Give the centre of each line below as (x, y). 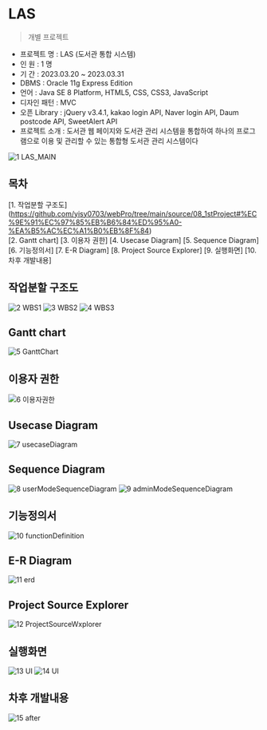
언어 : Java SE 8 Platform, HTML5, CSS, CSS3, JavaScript (114, 92)
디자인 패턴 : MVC (48, 102)
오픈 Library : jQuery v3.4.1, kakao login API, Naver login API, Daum (129, 112)
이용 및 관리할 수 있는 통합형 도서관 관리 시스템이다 (120, 141)
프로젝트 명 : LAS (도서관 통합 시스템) (78, 54)
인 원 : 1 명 (36, 64)
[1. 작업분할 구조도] (38, 204)
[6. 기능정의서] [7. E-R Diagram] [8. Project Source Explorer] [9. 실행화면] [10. (133, 250)
